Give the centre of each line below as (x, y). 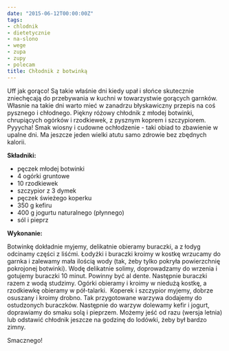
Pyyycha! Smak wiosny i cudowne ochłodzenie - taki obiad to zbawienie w (113, 127)
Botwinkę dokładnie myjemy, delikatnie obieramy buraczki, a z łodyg (104, 246)
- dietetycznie (29, 33)
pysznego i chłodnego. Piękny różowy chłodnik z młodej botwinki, (100, 113)
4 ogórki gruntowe (43, 175)
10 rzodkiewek (37, 183)
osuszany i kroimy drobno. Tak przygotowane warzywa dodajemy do (105, 297)
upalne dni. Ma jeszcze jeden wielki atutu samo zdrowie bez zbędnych (107, 134)
